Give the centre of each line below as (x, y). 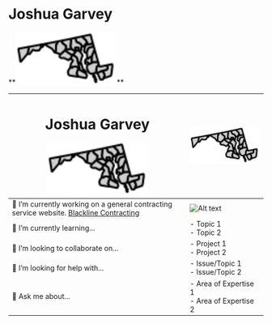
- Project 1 (208, 244)
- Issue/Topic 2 (216, 272)
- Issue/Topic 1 (216, 263)
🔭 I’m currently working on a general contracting (92, 204)
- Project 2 (208, 253)
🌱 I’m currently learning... (53, 228)
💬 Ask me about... (41, 296)
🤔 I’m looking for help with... (58, 267)
